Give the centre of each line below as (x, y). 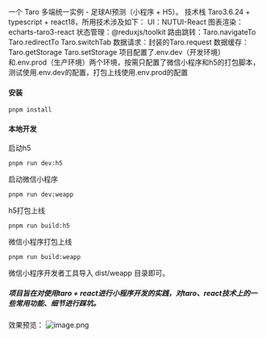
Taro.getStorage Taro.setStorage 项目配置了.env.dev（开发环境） (117, 52)
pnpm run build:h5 (39, 226)
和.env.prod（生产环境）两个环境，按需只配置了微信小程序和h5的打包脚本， (134, 62)
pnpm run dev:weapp (41, 195)
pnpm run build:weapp (45, 257)
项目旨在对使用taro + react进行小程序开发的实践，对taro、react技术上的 (129, 293)
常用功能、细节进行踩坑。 (58, 303)
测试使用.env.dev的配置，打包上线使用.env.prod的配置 (98, 72)
